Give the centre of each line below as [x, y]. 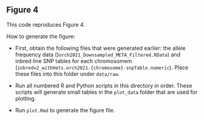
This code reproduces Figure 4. [46, 24]
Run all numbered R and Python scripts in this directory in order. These [104, 85]
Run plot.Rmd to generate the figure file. [65, 110]
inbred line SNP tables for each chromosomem [73, 61]
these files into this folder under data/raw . [67, 74]
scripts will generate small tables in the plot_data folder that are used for [106, 92]
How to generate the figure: [41, 36]
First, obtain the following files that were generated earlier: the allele [100, 48]
